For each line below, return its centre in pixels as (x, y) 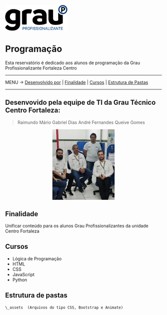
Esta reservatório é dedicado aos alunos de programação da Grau (73, 63)
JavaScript (23, 274)
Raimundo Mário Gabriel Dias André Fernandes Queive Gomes (81, 122)
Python (20, 280)
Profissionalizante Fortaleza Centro (41, 68)
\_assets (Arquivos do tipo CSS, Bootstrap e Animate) (64, 308)
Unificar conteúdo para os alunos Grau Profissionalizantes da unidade (77, 226)
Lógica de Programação (37, 258)
